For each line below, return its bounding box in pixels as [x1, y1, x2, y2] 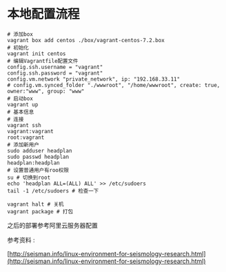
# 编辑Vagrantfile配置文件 [7, 57, 79, 64]
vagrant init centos [7, 50, 67, 57]
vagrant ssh [7, 122, 41, 128]
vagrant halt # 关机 [7, 201, 64, 208]
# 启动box [7, 95, 33, 102]
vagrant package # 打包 [7, 208, 74, 215]
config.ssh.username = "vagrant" [7, 64, 103, 70]
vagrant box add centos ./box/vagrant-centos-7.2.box [7, 37, 165, 43]
